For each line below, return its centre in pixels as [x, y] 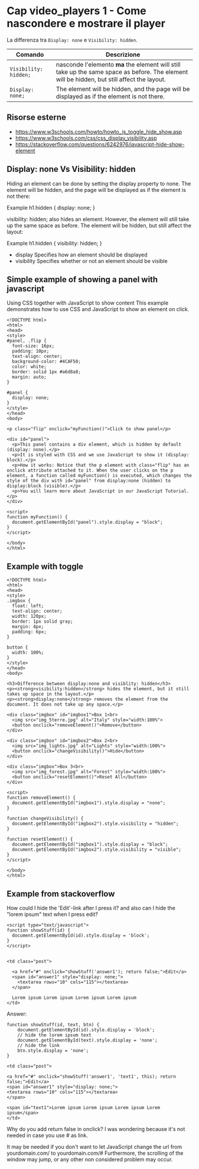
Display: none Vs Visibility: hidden [71, 169]
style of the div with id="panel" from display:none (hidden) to [89, 481]
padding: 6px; [29, 632]
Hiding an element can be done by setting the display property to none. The [99, 183]
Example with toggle [45, 566]
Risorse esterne [37, 118]
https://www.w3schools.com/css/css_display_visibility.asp [86, 138]
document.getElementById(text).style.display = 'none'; [88, 1040]
